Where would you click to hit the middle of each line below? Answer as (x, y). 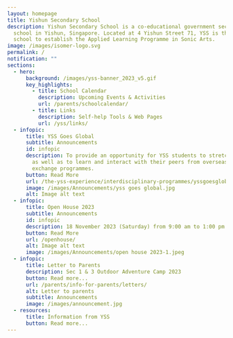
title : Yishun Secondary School (54, 20)
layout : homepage (32, 14)
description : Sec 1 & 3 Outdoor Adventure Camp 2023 (103, 271)
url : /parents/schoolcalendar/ (83, 104)
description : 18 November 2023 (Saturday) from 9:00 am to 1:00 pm (125, 226)
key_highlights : (49, 85)
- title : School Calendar (70, 91)
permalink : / (26, 53)
